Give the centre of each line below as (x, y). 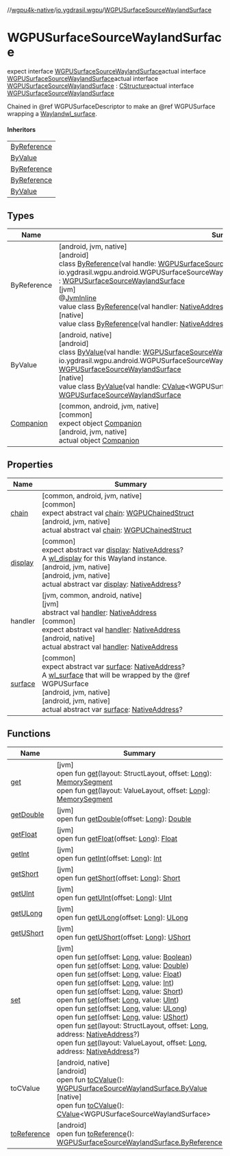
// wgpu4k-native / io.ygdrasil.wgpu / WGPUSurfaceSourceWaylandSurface (110, 10)
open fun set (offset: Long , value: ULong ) (122, 1008)
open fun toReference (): (95, 1133)
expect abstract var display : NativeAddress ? (113, 550)
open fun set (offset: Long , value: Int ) (115, 982)
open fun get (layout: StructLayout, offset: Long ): (134, 773)
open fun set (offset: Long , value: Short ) (120, 991)
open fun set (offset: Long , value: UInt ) (118, 999)
